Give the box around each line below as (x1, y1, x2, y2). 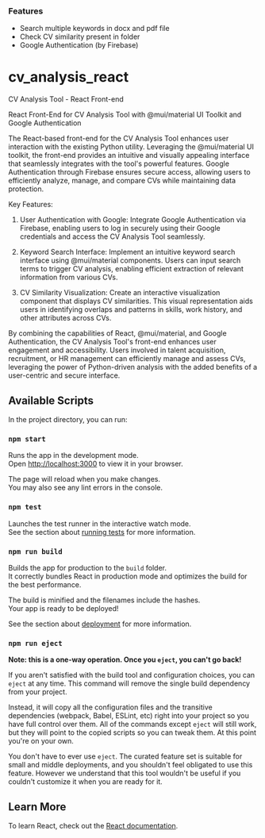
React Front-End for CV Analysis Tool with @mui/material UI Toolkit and (8, 110, 242, 120)
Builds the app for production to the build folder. (8, 563, 167, 572)
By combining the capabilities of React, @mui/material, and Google (8, 329, 228, 338)
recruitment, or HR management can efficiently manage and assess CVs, (8, 354, 246, 363)
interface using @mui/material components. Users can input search (19, 256, 241, 265)
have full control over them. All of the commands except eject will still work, (8, 720, 257, 729)
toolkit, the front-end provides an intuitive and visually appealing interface (8, 151, 250, 160)
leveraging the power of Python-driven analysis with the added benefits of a (8, 363, 258, 372)
